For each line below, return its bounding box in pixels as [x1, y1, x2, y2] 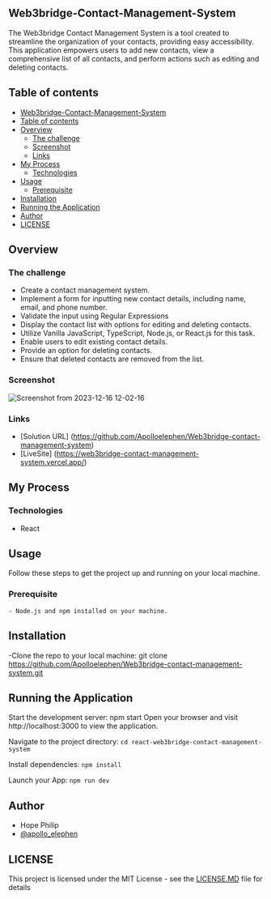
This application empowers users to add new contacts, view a [8, 45, 214, 55]
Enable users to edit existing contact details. [19, 337, 168, 347]
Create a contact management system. [19, 285, 150, 295]
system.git [8, 667, 44, 677]
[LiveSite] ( [19, 449, 57, 458]
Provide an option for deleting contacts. [19, 346, 152, 356]
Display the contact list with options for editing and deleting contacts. [19, 320, 252, 330]
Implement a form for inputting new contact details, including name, [19, 294, 247, 304]
